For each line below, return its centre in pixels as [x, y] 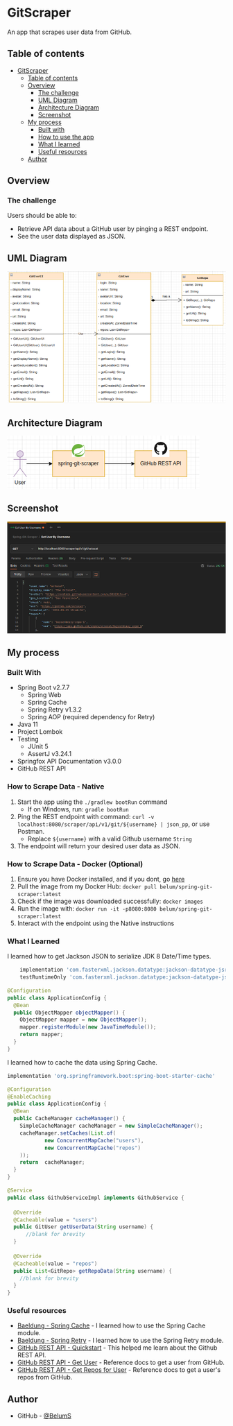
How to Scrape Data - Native [56, 787]
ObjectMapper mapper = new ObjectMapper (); [84, 1020]
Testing [28, 739]
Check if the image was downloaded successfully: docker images [110, 901]
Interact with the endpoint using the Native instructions [96, 923]
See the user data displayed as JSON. [71, 237]
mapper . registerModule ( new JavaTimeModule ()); [88, 1027]
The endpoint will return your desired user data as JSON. [98, 846]
